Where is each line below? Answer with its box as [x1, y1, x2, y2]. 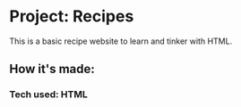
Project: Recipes [9, 6, 134, 27]
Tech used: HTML [9, 88, 88, 101]
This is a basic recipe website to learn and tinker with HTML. [9, 36, 233, 46]
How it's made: [9, 62, 96, 77]
